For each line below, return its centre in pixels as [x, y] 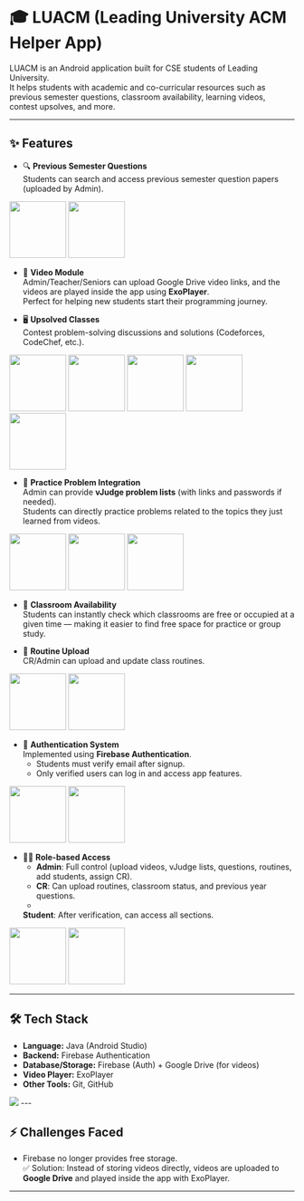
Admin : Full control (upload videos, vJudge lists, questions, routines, [164, 867]
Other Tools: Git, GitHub [68, 1084]
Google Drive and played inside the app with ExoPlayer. [126, 1178]
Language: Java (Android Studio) [85, 1045]
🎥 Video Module [53, 272]
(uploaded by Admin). [63, 188]
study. [34, 633]
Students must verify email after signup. [110, 764]
